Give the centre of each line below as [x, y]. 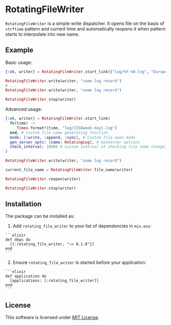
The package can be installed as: [40, 216]
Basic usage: [19, 62]
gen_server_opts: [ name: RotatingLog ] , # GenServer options [75, 142]
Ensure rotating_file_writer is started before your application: [79, 263]
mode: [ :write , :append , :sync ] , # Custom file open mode [73, 137]
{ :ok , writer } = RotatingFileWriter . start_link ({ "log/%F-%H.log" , [77, 72]
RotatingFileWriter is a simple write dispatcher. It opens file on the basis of [85, 23]
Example [19, 50]
